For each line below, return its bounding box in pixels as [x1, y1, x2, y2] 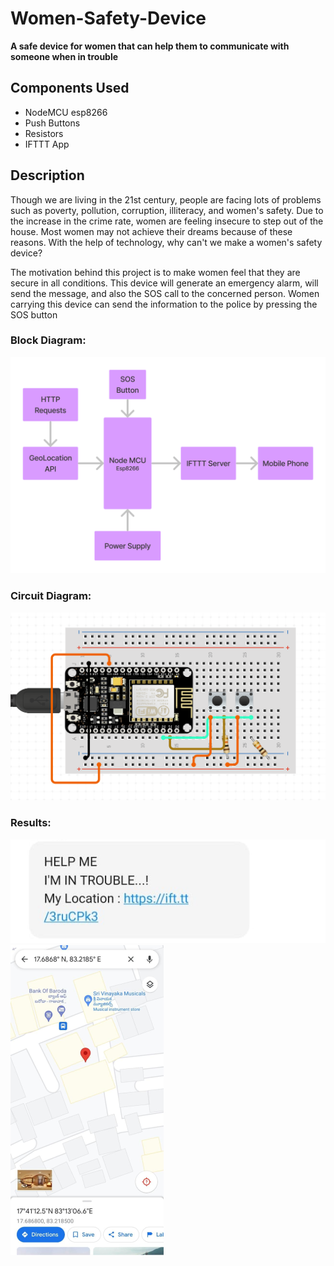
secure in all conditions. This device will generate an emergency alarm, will [10, 277, 319, 289]
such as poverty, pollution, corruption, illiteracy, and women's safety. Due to [10, 204, 324, 216]
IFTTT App [24, 138, 70, 150]
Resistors [24, 127, 64, 139]
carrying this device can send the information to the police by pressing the [10, 298, 318, 310]
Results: [10, 816, 52, 830]
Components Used [10, 80, 130, 97]
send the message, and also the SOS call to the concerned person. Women [10, 287, 320, 299]
